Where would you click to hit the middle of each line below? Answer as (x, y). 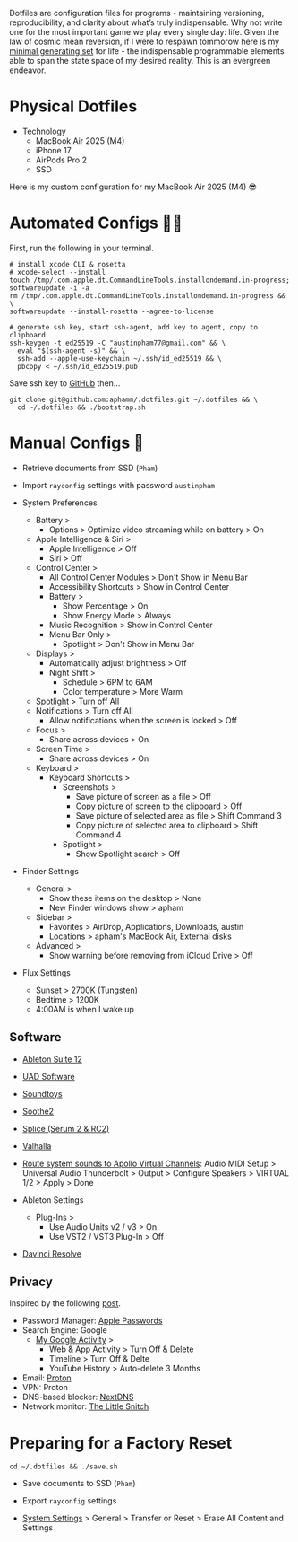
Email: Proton (47, 1378)
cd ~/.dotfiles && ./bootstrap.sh (81, 407)
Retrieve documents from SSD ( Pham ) (90, 468)
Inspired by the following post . (65, 1303)
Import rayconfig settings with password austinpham (119, 485)
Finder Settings (50, 871)
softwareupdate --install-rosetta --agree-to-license (112, 311)
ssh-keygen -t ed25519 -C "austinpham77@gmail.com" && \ (118, 343)
